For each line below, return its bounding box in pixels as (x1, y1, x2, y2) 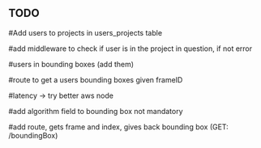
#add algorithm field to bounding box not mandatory (8, 106, 184, 116)
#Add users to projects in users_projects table (8, 27, 163, 37)
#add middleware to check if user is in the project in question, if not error (8, 44, 253, 53)
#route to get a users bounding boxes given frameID (8, 74, 183, 84)
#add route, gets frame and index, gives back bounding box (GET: (8, 121, 229, 132)
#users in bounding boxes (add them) (8, 59, 135, 69)
